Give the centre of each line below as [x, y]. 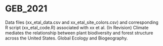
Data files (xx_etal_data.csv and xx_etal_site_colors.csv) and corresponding [82, 22]
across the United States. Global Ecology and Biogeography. [67, 38]
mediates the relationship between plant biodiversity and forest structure [79, 33]
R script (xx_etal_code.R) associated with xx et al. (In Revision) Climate [77, 27]
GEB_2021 [26, 9]
